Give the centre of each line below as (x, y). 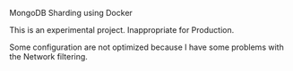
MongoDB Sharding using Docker (71, 13)
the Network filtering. (48, 56)
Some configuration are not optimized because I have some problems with (146, 47)
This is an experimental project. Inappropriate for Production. (122, 30)
